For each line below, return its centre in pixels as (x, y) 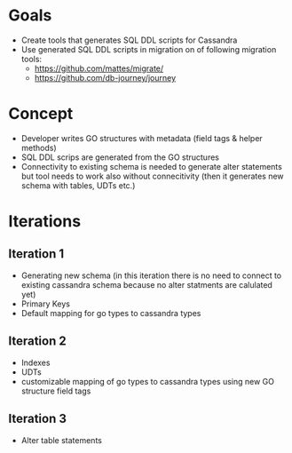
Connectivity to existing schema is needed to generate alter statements (152, 166)
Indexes (36, 362)
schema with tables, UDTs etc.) (78, 185)
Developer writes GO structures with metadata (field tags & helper (142, 138)
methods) (39, 147)
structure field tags (56, 391)
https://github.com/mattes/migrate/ (99, 68)
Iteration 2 (38, 342)
